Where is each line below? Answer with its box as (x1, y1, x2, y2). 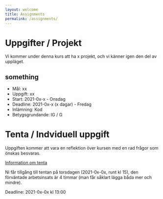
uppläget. (5, 59, 24, 65)
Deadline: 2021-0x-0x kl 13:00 (5, 189, 66, 195)
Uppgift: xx (12, 91, 35, 97)
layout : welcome (5, 7, 38, 12)
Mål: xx (12, 86, 27, 92)
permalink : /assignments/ (5, 16, 58, 21)
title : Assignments (5, 12, 45, 17)
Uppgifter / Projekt (5, 37, 82, 48)
